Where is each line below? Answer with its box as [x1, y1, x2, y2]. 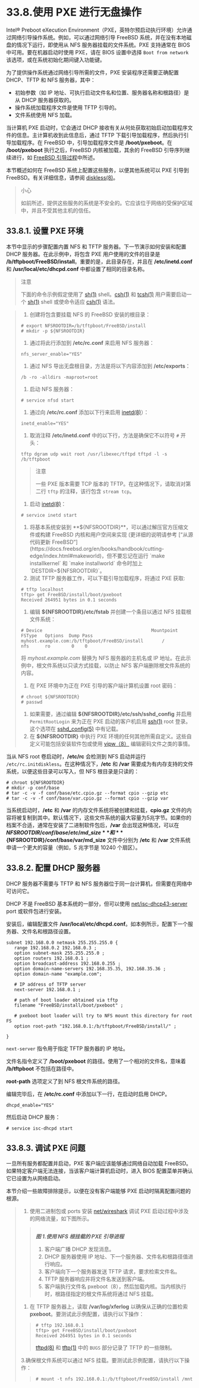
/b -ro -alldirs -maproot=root [20, 374, 99, 380]
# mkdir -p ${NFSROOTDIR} [20, 328, 85, 334]
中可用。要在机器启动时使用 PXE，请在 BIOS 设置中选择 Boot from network [6, 48, 189, 55]
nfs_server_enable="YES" [20, 351, 83, 357]
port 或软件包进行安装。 [6, 908, 65, 915]
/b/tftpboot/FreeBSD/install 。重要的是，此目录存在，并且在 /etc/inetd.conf [6, 258, 193, 265]
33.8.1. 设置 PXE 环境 [6, 226, 84, 236]
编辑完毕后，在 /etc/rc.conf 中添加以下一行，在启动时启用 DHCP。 [6, 1090, 170, 1097]
